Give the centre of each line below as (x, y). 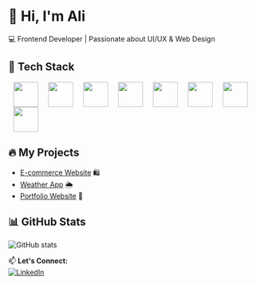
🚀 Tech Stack (41, 67)
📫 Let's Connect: (38, 261)
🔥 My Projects (44, 153)
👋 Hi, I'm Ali (47, 16)
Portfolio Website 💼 (51, 195)
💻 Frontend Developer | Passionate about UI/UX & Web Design (112, 38)
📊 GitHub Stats (47, 221)
